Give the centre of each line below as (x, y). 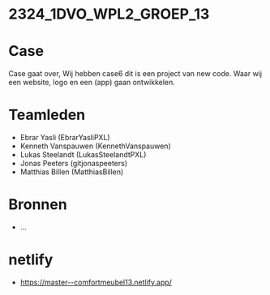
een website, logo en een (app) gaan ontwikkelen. (92, 83)
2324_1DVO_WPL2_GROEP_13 (109, 14)
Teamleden (47, 115)
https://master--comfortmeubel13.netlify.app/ (96, 282)
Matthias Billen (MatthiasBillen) (72, 172)
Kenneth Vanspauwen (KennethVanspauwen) (96, 146)
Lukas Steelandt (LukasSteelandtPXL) (83, 155)
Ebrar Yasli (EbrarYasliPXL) (65, 138)
